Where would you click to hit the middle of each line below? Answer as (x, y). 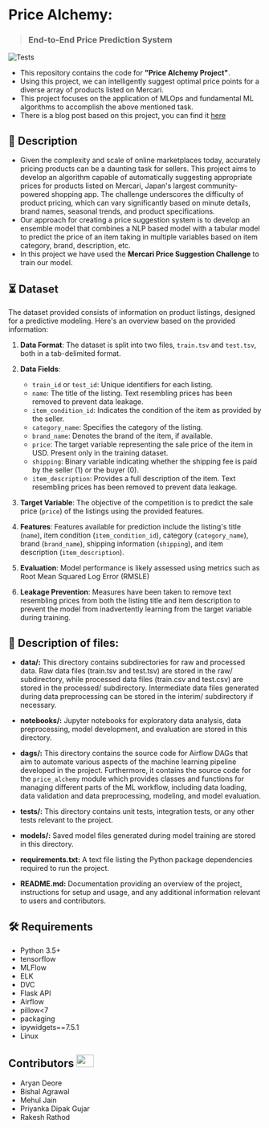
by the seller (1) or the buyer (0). (85, 470)
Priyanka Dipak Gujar (55, 1108)
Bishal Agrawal (45, 1091)
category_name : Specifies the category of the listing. (117, 427)
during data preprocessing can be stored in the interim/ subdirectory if (137, 696)
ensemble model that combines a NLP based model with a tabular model (140, 229)
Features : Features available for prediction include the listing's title (130, 527)
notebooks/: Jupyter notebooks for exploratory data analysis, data (130, 720)
